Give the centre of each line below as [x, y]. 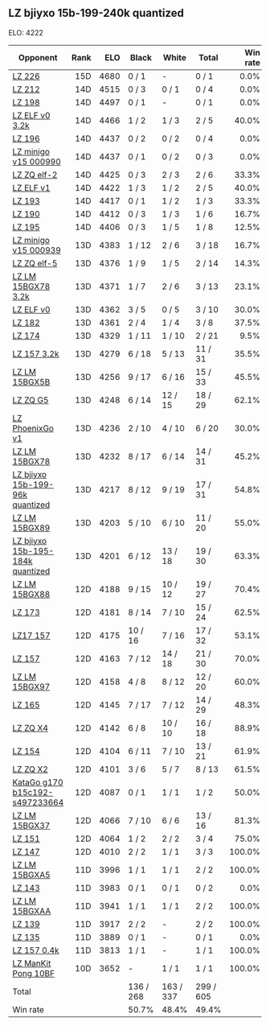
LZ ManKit [32, 963]
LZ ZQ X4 [30, 727]
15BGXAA [32, 911]
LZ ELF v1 [31, 187]
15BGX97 [31, 686]
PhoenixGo [33, 428]
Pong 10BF [33, 973]
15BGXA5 [31, 875]
